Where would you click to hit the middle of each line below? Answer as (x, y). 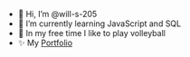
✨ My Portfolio (45, 43)
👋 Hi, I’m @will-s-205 (57, 14)
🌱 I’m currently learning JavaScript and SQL (100, 24)
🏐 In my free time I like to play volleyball (91, 33)
